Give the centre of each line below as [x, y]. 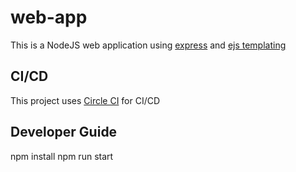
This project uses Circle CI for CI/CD [85, 100]
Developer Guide [64, 132]
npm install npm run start [62, 156]
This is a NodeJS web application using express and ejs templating [148, 45]
